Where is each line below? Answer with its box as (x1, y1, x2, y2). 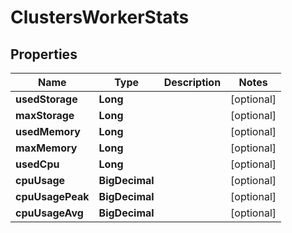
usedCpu (15, 157, 60, 171)
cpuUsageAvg (15, 206, 84, 220)
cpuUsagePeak (15, 190, 90, 203)
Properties (10, 46, 78, 63)
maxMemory (15, 141, 78, 155)
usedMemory (15, 125, 81, 138)
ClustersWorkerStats (10, 6, 190, 29)
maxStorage (15, 109, 75, 122)
